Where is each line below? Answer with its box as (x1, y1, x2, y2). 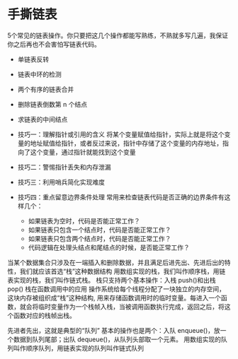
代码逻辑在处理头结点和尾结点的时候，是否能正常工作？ (28, 243, 190, 252)
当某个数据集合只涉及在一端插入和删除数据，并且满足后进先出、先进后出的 (7, 258, 225, 266)
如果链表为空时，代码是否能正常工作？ (28, 216, 140, 225)
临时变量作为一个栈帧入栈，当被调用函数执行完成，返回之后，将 (38, 302, 225, 311)
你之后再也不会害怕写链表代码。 (7, 40, 101, 48)
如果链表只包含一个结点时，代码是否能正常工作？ (28, 225, 171, 234)
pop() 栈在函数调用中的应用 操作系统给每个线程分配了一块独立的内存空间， (7, 284, 225, 293)
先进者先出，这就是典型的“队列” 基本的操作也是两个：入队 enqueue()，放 (7, 326, 221, 334)
